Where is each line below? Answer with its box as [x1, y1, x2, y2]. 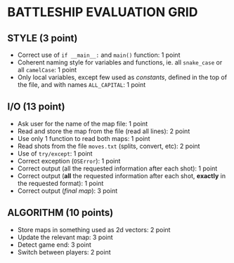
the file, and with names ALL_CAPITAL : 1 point [17, 81, 146, 88]
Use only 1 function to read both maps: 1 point [17, 134, 150, 142]
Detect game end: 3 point [17, 240, 91, 249]
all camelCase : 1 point [17, 66, 77, 74]
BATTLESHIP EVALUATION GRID [7, 4, 198, 20]
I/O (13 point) [7, 101, 65, 113]
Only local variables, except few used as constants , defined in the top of [17, 73, 227, 81]
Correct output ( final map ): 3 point [17, 187, 118, 195]
